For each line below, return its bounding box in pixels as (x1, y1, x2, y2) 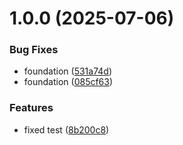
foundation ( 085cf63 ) (23, 76, 114, 88)
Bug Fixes (9, 43, 59, 57)
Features (9, 101, 54, 115)
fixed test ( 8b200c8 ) (23, 123, 110, 136)
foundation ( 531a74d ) (23, 65, 112, 77)
